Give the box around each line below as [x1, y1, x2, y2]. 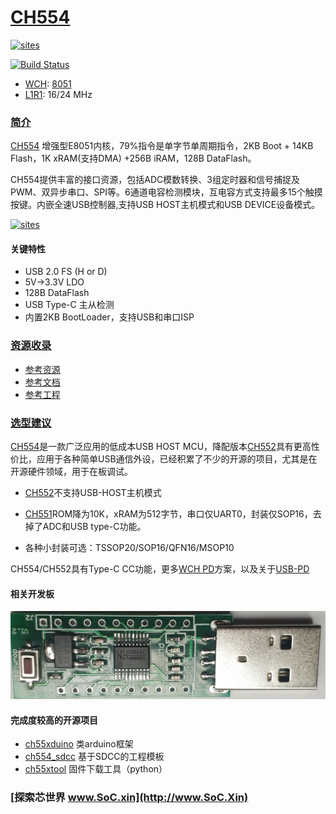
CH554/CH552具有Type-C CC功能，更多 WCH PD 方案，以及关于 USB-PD [10, 563, 310, 575]
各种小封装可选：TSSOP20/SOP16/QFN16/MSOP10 [24, 542, 235, 554]
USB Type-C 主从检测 [24, 299, 115, 311]
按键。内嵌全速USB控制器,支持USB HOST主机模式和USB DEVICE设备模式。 [10, 199, 321, 211]
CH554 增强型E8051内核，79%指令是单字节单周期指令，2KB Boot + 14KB [10, 140, 314, 152]
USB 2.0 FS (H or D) [24, 266, 108, 278]
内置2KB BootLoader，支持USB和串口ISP [24, 311, 195, 323]
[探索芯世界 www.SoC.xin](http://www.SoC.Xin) [10, 791, 249, 805]
